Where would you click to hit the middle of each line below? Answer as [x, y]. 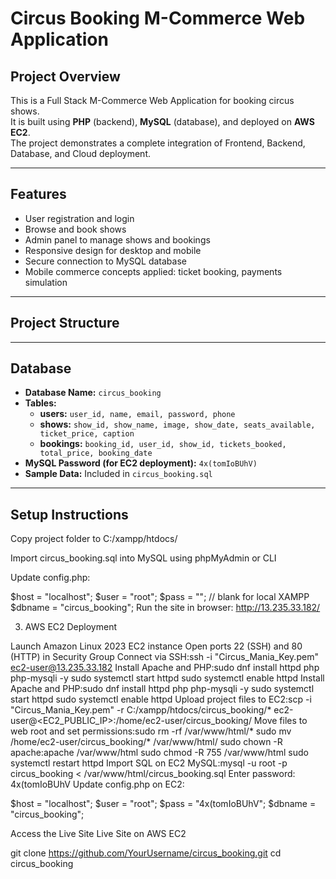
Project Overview [65, 76]
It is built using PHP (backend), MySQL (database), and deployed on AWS [162, 121]
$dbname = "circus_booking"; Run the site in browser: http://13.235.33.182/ [165, 608]
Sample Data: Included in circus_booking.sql [118, 474]
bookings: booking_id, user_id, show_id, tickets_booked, [163, 444]
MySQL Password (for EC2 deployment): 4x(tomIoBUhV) [141, 463]
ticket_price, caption [87, 434]
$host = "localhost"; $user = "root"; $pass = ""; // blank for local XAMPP [160, 597]
